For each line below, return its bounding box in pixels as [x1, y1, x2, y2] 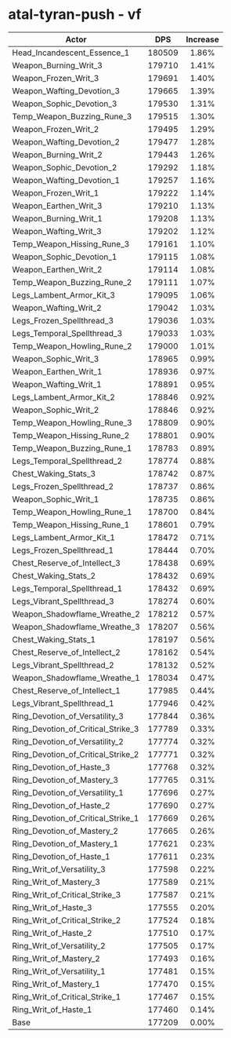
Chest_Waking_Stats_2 [12, 570, 96, 581]
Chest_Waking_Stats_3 [12, 468, 96, 479]
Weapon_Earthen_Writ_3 [12, 200, 103, 211]
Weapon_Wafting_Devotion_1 [12, 174, 120, 185]
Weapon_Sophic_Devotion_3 [12, 98, 117, 109]
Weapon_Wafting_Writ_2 [12, 302, 102, 313]
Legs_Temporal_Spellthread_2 [12, 455, 123, 466]
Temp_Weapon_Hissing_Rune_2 [12, 429, 130, 440]
